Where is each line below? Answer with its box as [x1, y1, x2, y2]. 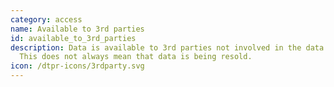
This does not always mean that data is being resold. [19, 52, 253, 62]
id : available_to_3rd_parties [10, 33, 137, 43]
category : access [10, 14, 83, 25]
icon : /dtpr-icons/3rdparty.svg [10, 61, 145, 71]
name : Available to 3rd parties [10, 24, 145, 34]
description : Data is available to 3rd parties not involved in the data [10, 42, 325, 53]
